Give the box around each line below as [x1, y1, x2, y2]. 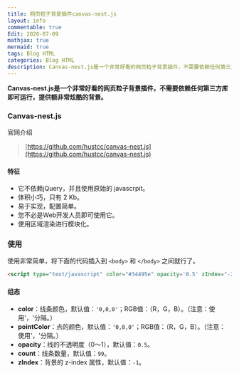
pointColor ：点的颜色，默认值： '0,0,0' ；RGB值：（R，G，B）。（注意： [17, 322, 226, 331]
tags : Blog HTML [7, 51, 55, 58]
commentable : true [7, 23, 62, 31]
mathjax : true [7, 37, 50, 44]
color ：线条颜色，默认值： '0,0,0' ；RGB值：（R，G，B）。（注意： [17, 304, 210, 313]
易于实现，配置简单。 [17, 202, 80, 211]
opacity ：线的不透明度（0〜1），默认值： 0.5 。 [17, 340, 154, 349]
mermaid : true [7, 43, 50, 51]
